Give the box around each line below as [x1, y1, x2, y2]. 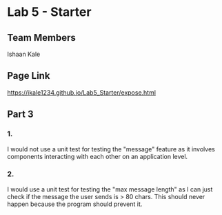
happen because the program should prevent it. [7, 200, 143, 208]
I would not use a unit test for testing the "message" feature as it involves [7, 144, 215, 153]
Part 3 [7, 109, 34, 120]
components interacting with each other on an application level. [7, 152, 188, 160]
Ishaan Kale [7, 50, 41, 58]
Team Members [7, 32, 76, 44]
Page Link [7, 70, 50, 82]
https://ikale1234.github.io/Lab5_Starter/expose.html [7, 88, 157, 97]
